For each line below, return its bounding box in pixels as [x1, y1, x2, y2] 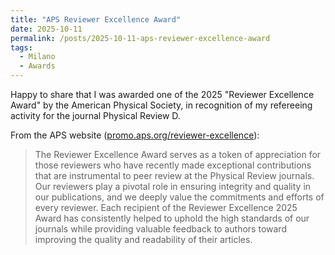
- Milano [19, 52, 56, 62]
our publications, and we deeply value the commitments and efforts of [34, 191, 325, 203]
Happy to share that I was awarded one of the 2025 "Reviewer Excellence [10, 89, 315, 100]
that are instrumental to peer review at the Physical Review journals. [34, 170, 315, 181]
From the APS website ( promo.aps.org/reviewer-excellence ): [10, 129, 260, 141]
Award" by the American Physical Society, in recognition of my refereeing [10, 99, 313, 111]
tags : [10, 42, 33, 53]
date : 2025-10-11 [10, 24, 83, 34]
